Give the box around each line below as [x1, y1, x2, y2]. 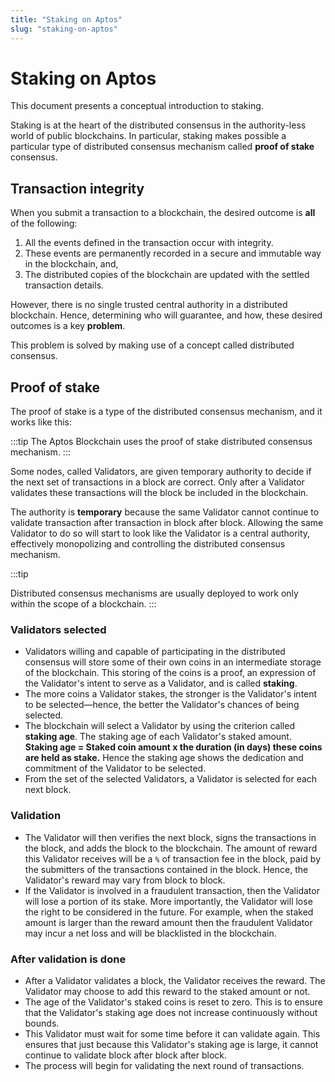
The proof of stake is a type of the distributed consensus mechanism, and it [10, 406, 323, 418]
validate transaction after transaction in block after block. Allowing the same [10, 517, 324, 529]
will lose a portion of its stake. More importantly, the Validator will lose [24, 895, 313, 907]
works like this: [10, 416, 73, 428]
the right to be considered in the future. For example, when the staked [24, 906, 314, 918]
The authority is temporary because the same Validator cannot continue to [10, 506, 320, 518]
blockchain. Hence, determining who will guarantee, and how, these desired [10, 309, 323, 321]
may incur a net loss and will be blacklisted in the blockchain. [24, 927, 277, 939]
